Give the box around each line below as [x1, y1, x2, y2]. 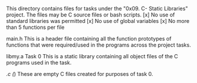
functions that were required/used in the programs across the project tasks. [6, 41, 191, 48]
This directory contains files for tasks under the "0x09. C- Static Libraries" [6, 5, 188, 12]
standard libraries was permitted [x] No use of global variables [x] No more [6, 18, 190, 24]
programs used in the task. [6, 59, 72, 66]
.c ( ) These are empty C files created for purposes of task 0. [6, 71, 153, 77]
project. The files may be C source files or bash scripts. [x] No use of [6, 11, 175, 18]
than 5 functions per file [6, 24, 65, 31]
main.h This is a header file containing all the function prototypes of [6, 35, 172, 42]
